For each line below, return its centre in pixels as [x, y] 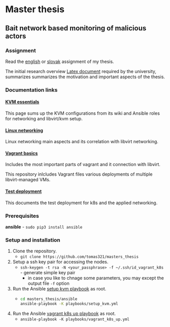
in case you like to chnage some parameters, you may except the [96, 278]
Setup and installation [33, 240]
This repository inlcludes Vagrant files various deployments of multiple [79, 174]
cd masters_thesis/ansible [49, 299]
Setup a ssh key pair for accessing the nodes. [60, 262]
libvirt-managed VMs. [28, 180]
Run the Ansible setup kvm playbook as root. [59, 289]
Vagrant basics [22, 153]
